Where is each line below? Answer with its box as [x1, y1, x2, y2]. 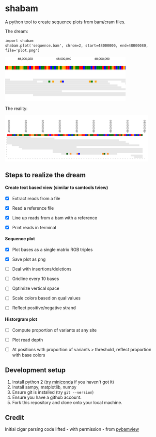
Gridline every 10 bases [12, 276, 59, 281]
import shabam [5, 38, 34, 43]
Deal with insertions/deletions [12, 266, 72, 272]
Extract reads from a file [12, 195, 61, 201]
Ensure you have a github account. [12, 394, 81, 400]
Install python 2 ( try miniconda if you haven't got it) [12, 379, 115, 385]
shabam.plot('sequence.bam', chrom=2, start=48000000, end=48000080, [5, 43, 149, 48]
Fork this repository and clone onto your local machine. [12, 399, 123, 405]
